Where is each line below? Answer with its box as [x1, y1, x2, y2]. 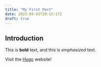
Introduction [5, 34, 44, 42]
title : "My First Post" [5, 7, 54, 12]
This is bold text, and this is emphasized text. [5, 47, 96, 53]
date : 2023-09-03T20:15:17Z [5, 12, 62, 17]
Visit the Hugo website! [5, 56, 52, 62]
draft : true [5, 16, 29, 21]
